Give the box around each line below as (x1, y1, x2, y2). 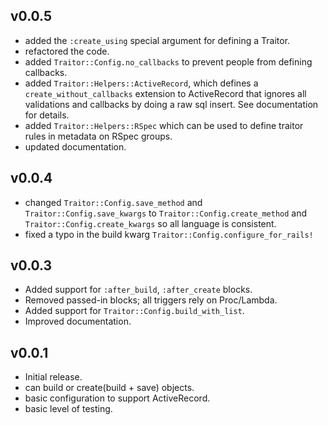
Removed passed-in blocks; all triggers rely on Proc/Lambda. (24, 294, 278, 306)
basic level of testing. (24, 403, 113, 415)
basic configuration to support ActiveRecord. (24, 392, 211, 404)
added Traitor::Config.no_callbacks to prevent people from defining (24, 55, 313, 68)
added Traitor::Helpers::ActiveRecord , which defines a (24, 77, 259, 89)
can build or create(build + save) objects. (24, 382, 195, 394)
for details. (24, 109, 70, 121)
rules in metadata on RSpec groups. (24, 130, 173, 142)
